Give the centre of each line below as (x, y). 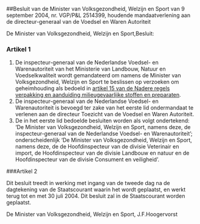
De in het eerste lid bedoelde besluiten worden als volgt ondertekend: (102, 121)
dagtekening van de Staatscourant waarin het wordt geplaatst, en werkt (96, 190)
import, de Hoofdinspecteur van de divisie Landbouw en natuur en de (102, 153)
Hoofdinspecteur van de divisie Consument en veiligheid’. (87, 159)
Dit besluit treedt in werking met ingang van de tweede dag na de (88, 183)
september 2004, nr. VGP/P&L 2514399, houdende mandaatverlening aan (98, 15)
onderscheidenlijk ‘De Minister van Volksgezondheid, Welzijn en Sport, (104, 140)
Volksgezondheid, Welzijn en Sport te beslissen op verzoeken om (97, 82)
